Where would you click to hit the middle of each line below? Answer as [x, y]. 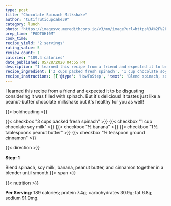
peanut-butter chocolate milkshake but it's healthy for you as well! [75, 101]
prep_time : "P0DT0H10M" [31, 34]
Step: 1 [13, 157]
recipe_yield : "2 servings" [35, 43]
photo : [12, 29]
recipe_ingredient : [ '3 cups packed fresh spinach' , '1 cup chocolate [82, 72]
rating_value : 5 [22, 48]
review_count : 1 [22, 53]
